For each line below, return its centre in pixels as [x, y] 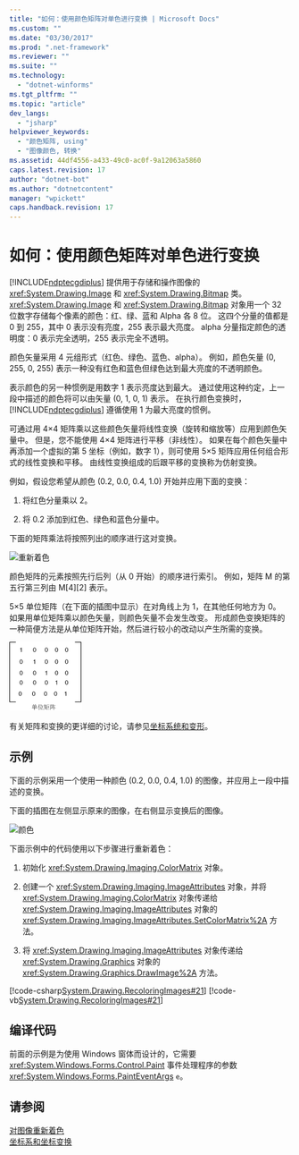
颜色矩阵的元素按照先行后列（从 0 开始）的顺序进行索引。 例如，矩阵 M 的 [146, 576]
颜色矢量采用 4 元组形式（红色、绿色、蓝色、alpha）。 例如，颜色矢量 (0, [143, 357]
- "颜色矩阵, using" [53, 142]
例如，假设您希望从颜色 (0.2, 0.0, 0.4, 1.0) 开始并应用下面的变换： [129, 481]
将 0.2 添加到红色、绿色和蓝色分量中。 [93, 520]
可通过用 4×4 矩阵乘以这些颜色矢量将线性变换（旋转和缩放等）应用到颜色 [144, 429]
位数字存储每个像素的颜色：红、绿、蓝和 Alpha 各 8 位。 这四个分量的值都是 [149, 316]
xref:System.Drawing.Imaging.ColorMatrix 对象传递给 [120, 897]
